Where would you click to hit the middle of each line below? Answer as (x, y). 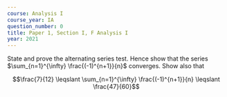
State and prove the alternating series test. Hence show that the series (108, 58)
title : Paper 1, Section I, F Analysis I (68, 33)
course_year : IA (30, 20)
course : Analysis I (35, 13)
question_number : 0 (35, 26)
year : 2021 (23, 39)
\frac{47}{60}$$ (116, 87)
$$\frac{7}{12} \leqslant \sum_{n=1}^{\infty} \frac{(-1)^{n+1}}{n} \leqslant (116, 79)
